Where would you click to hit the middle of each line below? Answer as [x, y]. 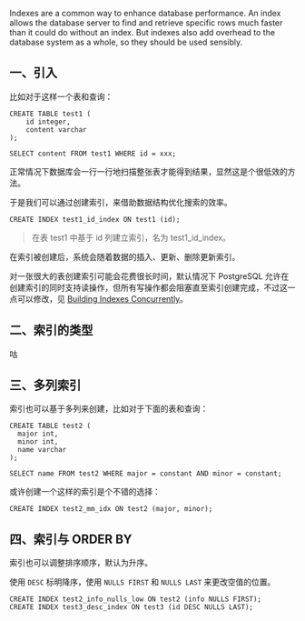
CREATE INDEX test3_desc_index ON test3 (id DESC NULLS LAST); [132, 607]
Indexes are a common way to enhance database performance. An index [145, 13]
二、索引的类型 [51, 331]
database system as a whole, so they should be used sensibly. [126, 42]
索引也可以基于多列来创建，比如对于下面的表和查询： [109, 409]
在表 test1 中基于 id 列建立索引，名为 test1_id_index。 [131, 237]
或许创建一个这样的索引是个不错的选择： [85, 492]
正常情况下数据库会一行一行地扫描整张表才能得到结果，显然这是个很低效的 [148, 171]
